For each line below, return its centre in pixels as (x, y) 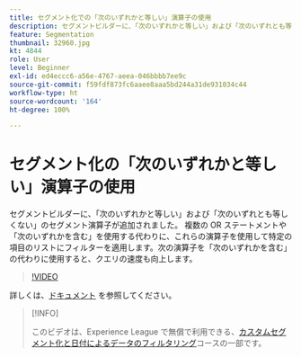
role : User (30, 59)
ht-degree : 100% (40, 110)
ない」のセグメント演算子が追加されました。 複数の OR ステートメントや (152, 225)
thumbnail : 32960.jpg (50, 43)
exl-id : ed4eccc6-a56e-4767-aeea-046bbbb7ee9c (98, 76)
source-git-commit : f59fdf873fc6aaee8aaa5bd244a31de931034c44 (128, 85)
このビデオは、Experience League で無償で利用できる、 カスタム (151, 332)
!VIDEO (44, 277)
